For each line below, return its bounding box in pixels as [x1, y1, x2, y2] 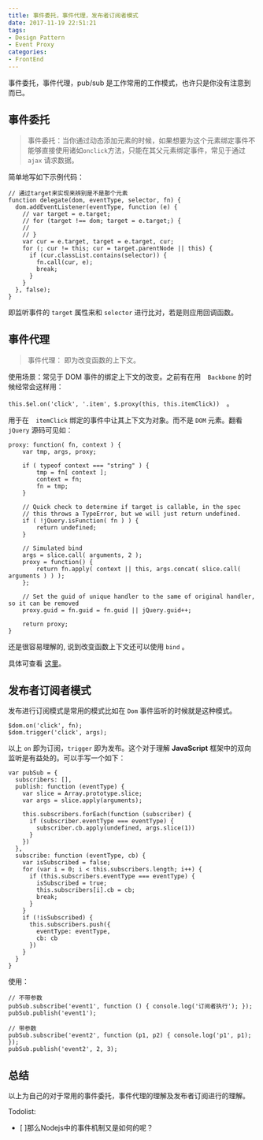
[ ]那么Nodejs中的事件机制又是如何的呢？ [19, 1123, 154, 1133]
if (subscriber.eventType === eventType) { [28, 817, 175, 826]
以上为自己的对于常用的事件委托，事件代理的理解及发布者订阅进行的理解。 [8, 1091, 250, 1101]
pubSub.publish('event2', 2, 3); [8, 1045, 118, 1053]
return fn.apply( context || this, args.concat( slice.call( [36, 565, 242, 573]
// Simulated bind [22, 544, 83, 552]
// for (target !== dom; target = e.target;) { [22, 217, 181, 225]
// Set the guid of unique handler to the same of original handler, [22, 592, 256, 600]
